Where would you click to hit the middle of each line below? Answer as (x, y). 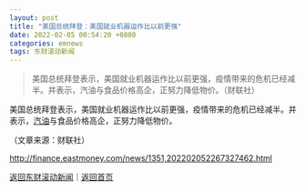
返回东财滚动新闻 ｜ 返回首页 (61, 177)
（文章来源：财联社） (49, 140)
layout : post (34, 18)
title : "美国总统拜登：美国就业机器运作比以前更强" (96, 26)
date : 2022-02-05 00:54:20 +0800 (73, 35)
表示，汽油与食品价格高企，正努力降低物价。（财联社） (158, 90)
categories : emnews (46, 43)
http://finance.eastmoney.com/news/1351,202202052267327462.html (141, 158)
